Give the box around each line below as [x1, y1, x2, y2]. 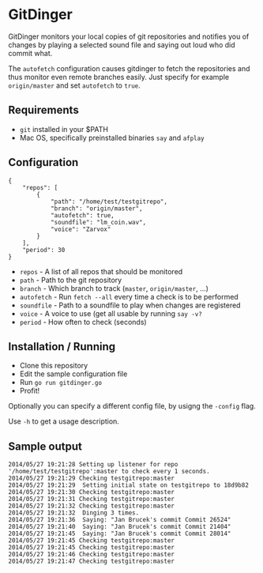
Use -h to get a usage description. [8, 417, 120, 426]
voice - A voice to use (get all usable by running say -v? [19, 308, 203, 318]
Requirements [8, 104, 79, 117]
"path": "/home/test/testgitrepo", [50, 198, 168, 205]
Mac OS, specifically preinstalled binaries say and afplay [19, 133, 205, 142]
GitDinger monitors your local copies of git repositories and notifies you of [8, 32, 250, 41]
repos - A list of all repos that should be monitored [19, 266, 183, 276]
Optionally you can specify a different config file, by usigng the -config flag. [8, 401, 257, 411]
